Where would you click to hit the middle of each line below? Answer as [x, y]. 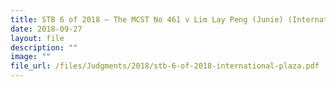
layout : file [37, 38]
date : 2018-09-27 [46, 29]
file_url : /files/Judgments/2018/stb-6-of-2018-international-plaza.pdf [165, 66]
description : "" [44, 47]
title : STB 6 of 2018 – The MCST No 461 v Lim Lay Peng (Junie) [147, 19]
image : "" [31, 57]
